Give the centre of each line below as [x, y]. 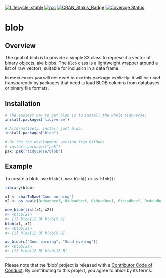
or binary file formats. [27, 88]
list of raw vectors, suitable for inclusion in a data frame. [62, 68]
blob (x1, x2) [19, 224]
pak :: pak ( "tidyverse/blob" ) [34, 151]
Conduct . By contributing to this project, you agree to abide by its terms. [79, 270]
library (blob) [20, 188]
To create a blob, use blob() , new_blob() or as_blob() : [60, 178]
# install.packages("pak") [33, 147]
